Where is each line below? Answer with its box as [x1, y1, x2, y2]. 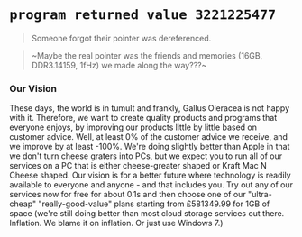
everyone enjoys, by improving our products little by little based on [9, 122, 257, 132]
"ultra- [247, 189, 272, 200]
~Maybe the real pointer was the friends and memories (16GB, [31, 50, 263, 60]
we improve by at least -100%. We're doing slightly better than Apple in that [9, 141, 290, 152]
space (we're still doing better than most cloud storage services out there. [9, 208, 285, 219]
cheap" [9, 198, 37, 209]
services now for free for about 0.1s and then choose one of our [9, 189, 246, 200]
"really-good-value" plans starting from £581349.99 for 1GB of [38, 198, 270, 209]
